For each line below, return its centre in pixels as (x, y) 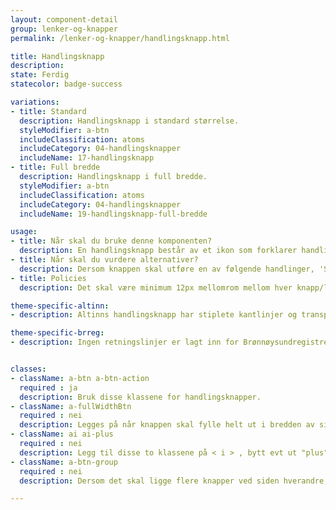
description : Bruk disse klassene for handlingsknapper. (140, 397)
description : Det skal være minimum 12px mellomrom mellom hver (156, 287)
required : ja (48, 387)
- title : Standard (48, 111)
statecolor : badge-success (66, 84)
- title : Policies (48, 278)
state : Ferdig (40, 75)
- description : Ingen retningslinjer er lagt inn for (125, 342)
